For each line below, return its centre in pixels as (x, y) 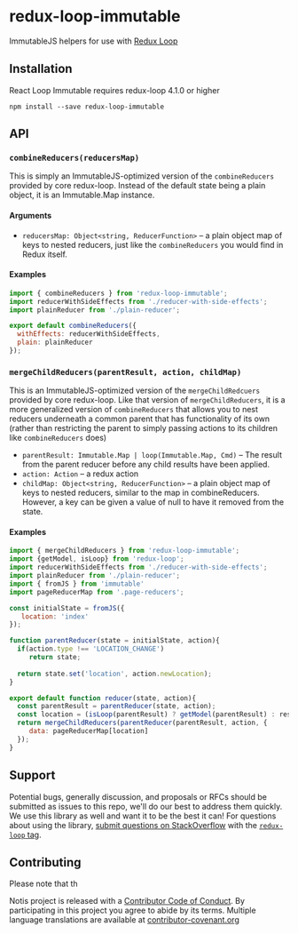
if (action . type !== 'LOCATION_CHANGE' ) (91, 649)
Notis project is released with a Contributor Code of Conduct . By (127, 901)
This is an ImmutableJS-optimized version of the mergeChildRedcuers (134, 391)
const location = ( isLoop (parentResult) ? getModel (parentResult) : (146, 714)
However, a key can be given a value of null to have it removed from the (153, 502)
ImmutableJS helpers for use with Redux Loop (94, 41)
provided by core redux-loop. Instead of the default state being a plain (137, 186)
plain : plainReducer (55, 343)
